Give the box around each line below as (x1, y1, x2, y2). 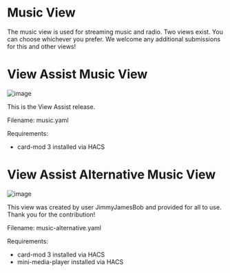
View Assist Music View (7, 67, 148, 82)
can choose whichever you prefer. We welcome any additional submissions (7, 34, 221, 43)
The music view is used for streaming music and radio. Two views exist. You (7, 28, 224, 36)
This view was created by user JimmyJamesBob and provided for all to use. (7, 203, 222, 211)
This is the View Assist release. (7, 102, 96, 111)
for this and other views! (7, 42, 76, 50)
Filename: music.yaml (7, 116, 69, 124)
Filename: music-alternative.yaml (7, 223, 102, 232)
